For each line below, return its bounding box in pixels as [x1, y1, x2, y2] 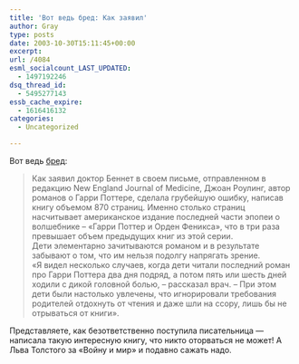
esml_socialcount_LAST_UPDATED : [9, 64, 131, 73]
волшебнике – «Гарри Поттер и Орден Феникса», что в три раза [31, 221, 281, 232]
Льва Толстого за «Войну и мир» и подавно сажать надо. [9, 345, 233, 355]
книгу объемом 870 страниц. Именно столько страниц [31, 202, 246, 213]
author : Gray [9, 22, 59, 31]
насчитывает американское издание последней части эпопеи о [31, 212, 281, 222]
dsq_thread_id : [9, 81, 67, 90]
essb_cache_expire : [9, 97, 83, 107]
